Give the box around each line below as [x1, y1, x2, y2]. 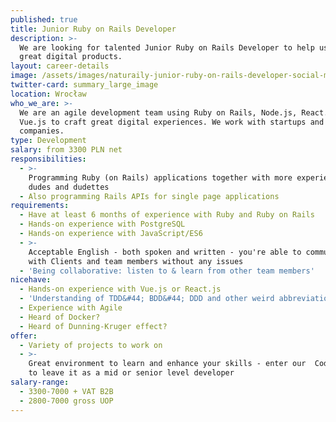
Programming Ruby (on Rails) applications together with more [28, 172, 293, 183]
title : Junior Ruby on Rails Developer [10, 24, 177, 34]
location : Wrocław [10, 89, 87, 99]
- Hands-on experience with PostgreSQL [19, 219, 186, 230]
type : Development [10, 136, 87, 146]
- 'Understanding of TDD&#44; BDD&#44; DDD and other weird [19, 294, 275, 304]
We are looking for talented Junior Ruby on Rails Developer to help [19, 42, 315, 53]
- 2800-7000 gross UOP [19, 396, 114, 406]
